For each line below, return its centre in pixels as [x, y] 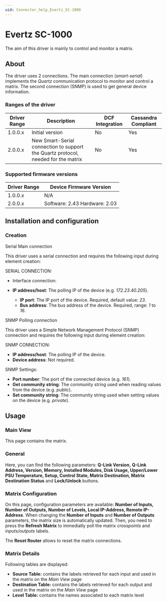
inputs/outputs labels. [27, 531]
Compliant [144, 124]
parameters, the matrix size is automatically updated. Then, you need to [79, 520]
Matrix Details [22, 553]
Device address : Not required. [43, 360]
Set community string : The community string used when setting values [86, 395]
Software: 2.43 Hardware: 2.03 [81, 203]
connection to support [57, 147]
